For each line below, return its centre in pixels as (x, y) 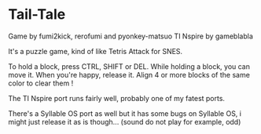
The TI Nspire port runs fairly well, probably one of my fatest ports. (117, 98)
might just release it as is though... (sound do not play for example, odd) (125, 121)
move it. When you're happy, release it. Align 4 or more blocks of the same (129, 74)
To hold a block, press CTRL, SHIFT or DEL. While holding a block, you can (129, 66)
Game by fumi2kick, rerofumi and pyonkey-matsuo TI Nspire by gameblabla (131, 36)
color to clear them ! (41, 83)
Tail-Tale (37, 14)
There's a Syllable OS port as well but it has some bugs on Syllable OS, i (125, 113)
